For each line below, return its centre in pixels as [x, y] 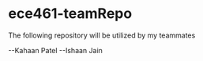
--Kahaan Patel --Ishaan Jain [55, 50]
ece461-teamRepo [70, 14]
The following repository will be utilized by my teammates [102, 35]
